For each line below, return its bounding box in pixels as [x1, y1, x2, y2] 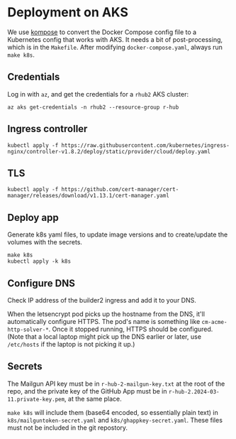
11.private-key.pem [7, 396, 65, 403]
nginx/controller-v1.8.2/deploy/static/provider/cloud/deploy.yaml [7, 148, 211, 155]
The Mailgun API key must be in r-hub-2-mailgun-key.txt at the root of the [7, 379, 225, 388]
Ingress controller [7, 123, 88, 135]
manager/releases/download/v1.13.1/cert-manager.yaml [7, 193, 170, 200]
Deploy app [7, 211, 59, 224]
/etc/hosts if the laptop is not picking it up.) [7, 340, 135, 348]
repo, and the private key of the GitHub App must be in [7, 386, 167, 395]
